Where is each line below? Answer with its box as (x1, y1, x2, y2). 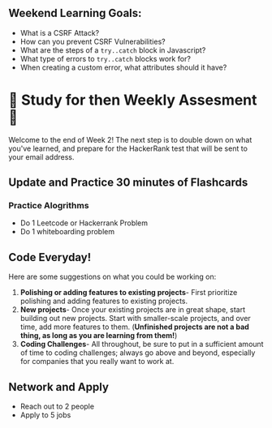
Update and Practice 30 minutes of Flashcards (8, 176, 248, 190)
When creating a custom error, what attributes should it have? (19, 62, 227, 72)
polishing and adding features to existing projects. (19, 296, 188, 306)
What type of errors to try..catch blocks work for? (19, 53, 191, 63)
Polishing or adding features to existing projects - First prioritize (19, 288, 238, 297)
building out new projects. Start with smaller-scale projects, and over (19, 314, 252, 323)
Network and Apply (8, 380, 110, 394)
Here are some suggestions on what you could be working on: (8, 272, 217, 282)
